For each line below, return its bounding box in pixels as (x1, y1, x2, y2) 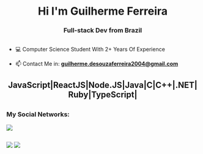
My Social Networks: (6, 110, 70, 119)
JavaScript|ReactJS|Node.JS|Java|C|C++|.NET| (8, 79, 197, 90)
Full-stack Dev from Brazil (63, 26, 142, 35)
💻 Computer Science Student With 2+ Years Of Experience (15, 45, 165, 53)
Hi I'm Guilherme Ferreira (37, 4, 168, 18)
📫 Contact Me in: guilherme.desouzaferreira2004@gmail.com (15, 60, 179, 67)
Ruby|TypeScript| (68, 89, 138, 100)
